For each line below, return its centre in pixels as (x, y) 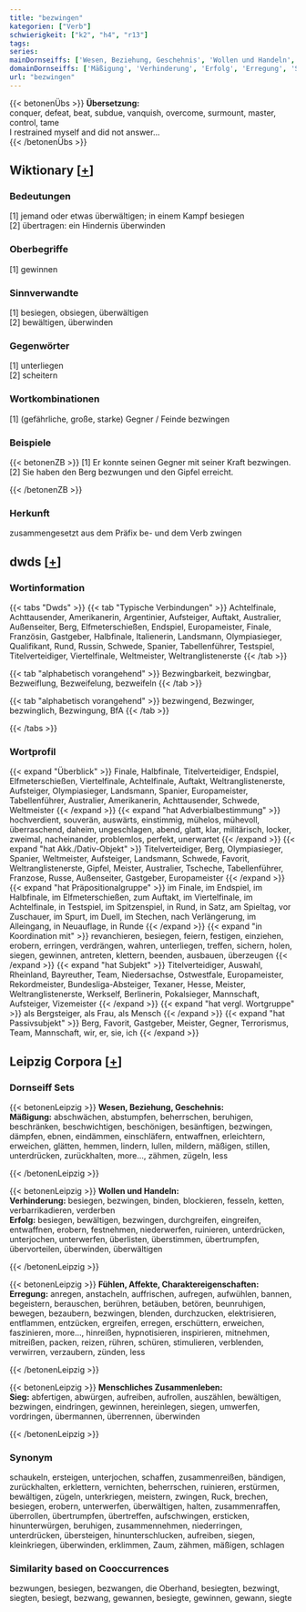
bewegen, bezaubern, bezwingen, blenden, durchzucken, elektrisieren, (143, 1313)
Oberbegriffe (39, 250)
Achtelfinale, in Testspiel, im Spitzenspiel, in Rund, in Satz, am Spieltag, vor (150, 907)
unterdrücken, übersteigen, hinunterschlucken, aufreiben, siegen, (133, 1535)
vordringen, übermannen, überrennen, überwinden (105, 1416)
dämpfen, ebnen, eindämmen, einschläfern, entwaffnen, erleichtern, (138, 1136)
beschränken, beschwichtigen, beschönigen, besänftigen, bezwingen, (141, 1127)
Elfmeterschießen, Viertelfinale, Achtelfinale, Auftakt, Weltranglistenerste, (147, 781)
